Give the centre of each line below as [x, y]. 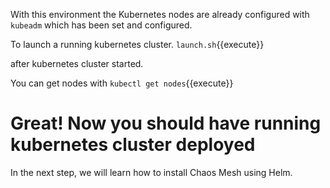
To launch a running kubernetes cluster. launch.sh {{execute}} [137, 44]
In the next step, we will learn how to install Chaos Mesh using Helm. [151, 172]
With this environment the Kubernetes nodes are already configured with [160, 14]
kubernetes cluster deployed [133, 145]
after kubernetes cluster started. [77, 63]
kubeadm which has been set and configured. [101, 25]
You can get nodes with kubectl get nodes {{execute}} [122, 83]
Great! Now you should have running [166, 123]
